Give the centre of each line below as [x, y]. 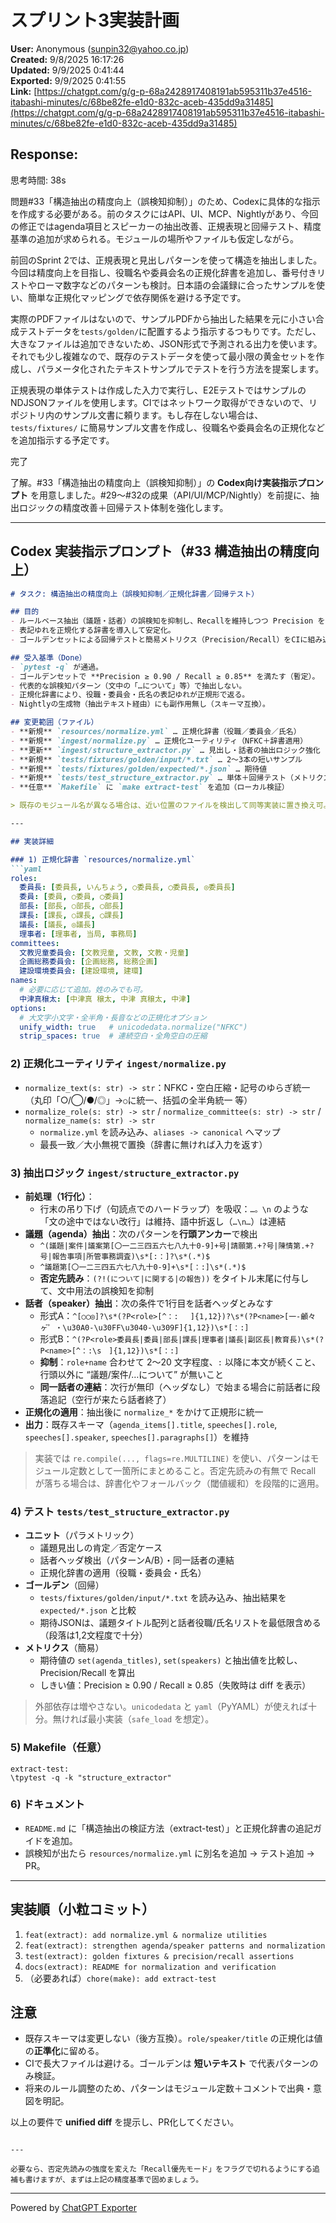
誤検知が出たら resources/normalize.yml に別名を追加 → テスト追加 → [169, 1853]
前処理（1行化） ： [59, 1196]
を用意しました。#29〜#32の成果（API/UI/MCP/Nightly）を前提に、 [170, 495]
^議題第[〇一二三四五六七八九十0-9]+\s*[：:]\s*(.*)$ [143, 1267]
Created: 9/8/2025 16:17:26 [67, 59]
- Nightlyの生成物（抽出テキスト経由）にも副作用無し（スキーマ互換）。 [140, 704]
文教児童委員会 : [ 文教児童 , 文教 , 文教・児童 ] [104, 952]
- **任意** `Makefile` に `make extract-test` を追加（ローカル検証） [150, 787]
